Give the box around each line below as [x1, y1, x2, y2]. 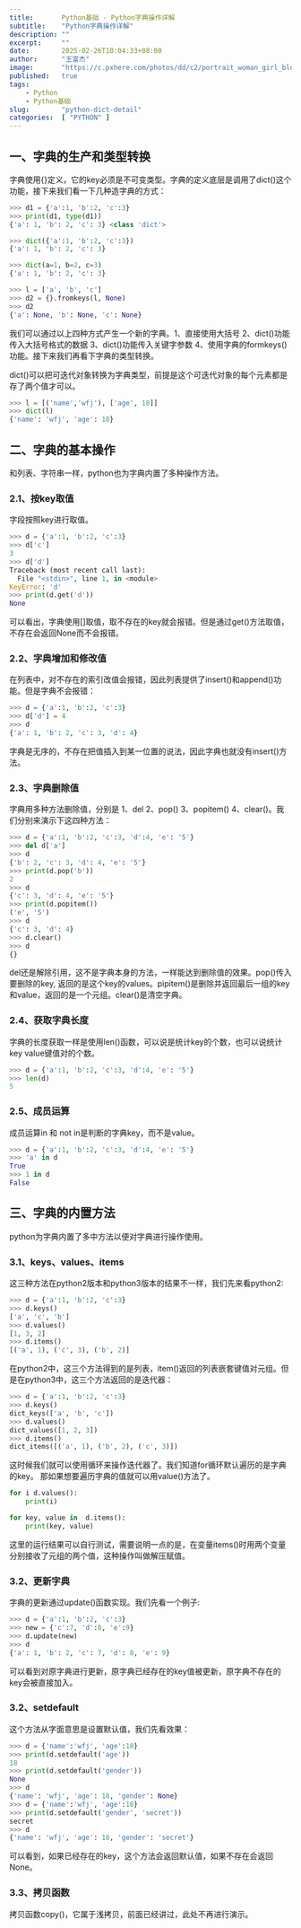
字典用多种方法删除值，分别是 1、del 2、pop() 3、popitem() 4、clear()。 [9, 804, 277, 815]
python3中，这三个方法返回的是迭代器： [24, 1374, 174, 1385]
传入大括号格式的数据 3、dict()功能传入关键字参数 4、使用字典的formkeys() [9, 338, 288, 350]
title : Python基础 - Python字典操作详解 [9, 13, 176, 22]
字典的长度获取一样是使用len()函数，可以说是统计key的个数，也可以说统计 [9, 1036, 283, 1047]
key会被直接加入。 [9, 1677, 78, 1687]
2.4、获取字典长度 [9, 1014, 90, 1027]
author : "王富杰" [9, 55, 90, 64]
